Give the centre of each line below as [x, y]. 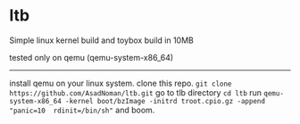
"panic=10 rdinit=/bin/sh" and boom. [82, 110]
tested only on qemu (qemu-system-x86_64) [92, 57]
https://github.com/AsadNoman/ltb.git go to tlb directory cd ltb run [135, 92]
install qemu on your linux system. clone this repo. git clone [121, 83]
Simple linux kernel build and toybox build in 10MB [101, 40]
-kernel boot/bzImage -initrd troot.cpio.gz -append [166, 101]
